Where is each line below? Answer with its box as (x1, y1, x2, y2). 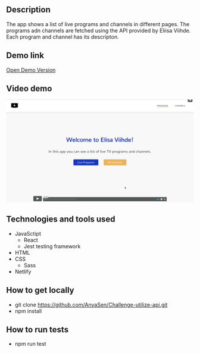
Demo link (6, 51, 45, 61)
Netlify (14, 268, 32, 275)
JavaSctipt (14, 230, 42, 237)
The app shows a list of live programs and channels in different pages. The (6, 20, 190, 27)
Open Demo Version (6, 66, 56, 73)
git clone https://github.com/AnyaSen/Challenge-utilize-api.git (14, 301, 168, 308)
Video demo (6, 83, 52, 94)
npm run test (14, 340, 46, 348)
